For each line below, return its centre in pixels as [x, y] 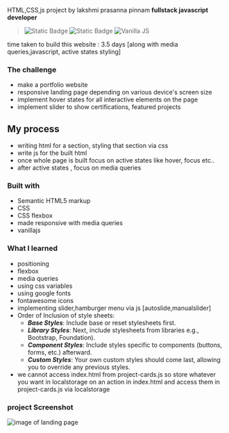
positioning [33, 263]
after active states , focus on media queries [79, 168]
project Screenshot [40, 407]
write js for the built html [52, 153]
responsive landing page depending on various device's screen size [114, 92]
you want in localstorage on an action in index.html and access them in [119, 382]
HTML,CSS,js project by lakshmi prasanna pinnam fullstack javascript [108, 10]
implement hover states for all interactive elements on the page [108, 99]
